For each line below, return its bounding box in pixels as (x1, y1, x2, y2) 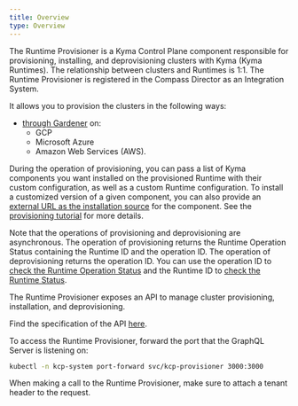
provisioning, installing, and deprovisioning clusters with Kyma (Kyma (9, 55, 263, 66)
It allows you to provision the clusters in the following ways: (9, 100, 227, 111)
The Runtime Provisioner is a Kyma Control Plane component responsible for (9, 45, 289, 56)
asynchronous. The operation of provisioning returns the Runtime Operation (9, 237, 286, 247)
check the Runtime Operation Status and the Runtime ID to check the (9, 265, 261, 276)
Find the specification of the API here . (9, 318, 148, 329)
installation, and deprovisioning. (9, 301, 126, 311)
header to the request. (9, 387, 91, 398)
